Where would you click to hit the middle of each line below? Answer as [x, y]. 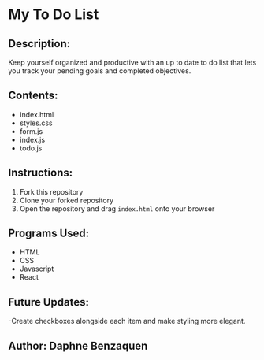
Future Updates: [48, 302]
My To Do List [54, 15]
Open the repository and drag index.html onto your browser [117, 208]
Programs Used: [49, 234]
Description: [39, 44]
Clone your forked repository [67, 200]
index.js [32, 139]
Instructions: [41, 173]
